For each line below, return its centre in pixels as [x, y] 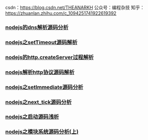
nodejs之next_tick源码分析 [39, 102]
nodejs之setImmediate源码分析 [44, 87]
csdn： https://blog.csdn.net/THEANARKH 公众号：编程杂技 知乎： [75, 7]
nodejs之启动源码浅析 [32, 117]
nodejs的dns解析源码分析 [37, 27]
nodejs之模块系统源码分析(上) [42, 132]
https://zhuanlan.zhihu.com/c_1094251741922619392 [61, 13]
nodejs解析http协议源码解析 [40, 72]
